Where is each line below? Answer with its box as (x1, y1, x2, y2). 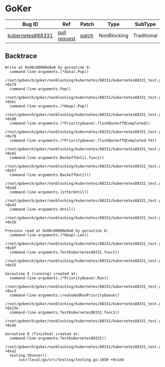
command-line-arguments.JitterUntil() (9, 190, 89, 195)
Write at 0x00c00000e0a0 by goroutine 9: (5, 65, 91, 70)
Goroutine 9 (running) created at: (5, 271, 78, 276)
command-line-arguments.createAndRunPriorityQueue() (9, 293, 120, 298)
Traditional (133, 32, 158, 39)
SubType (135, 21, 156, 28)
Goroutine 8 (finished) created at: (5, 331, 80, 337)
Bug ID (22, 21, 38, 28)
